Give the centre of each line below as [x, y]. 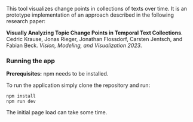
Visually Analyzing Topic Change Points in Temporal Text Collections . [95, 33]
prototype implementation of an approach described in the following [90, 15]
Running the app [31, 61]
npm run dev [21, 101]
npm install [21, 96]
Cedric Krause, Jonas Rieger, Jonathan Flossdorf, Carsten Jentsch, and [94, 39]
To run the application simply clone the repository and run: [78, 85]
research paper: [26, 21]
